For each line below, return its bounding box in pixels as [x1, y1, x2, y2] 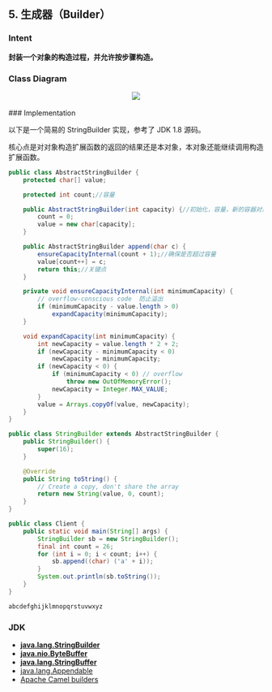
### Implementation [8, 108, 76, 118]
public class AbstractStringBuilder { [8, 168, 139, 176]
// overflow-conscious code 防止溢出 [37, 295, 164, 303]
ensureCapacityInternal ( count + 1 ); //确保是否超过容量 [37, 250, 217, 258]
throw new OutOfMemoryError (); [66, 378, 172, 386]
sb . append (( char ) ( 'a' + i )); [51, 557, 154, 566]
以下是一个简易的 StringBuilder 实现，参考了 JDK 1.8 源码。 [8, 124, 206, 134]
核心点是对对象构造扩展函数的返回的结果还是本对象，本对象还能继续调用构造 [8, 141, 264, 152]
